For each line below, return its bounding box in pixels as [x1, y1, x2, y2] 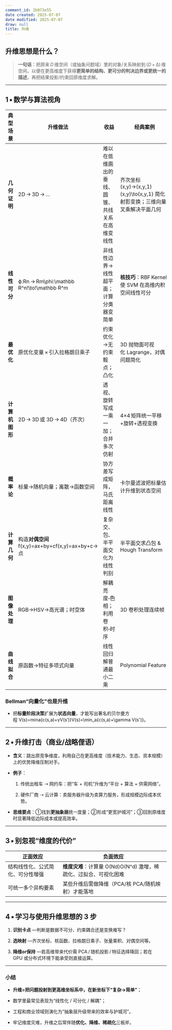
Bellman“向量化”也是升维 [5, 697, 68, 705]
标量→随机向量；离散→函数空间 [18, 483, 95, 490]
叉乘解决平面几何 [120, 205, 161, 213]
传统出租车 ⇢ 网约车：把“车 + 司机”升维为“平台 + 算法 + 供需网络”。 [20, 780, 164, 787]
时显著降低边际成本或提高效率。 [12, 815, 80, 821]
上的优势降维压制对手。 [12, 759, 62, 765]
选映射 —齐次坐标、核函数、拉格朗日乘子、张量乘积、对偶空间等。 [12, 938, 154, 944]
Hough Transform [120, 546, 163, 553]
